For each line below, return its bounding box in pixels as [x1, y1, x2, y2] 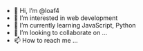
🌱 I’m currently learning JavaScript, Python [13, 21, 136, 29]
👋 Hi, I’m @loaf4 [13, 7, 60, 14]
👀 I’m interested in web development [13, 14, 118, 22]
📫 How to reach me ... [13, 37, 78, 44]
